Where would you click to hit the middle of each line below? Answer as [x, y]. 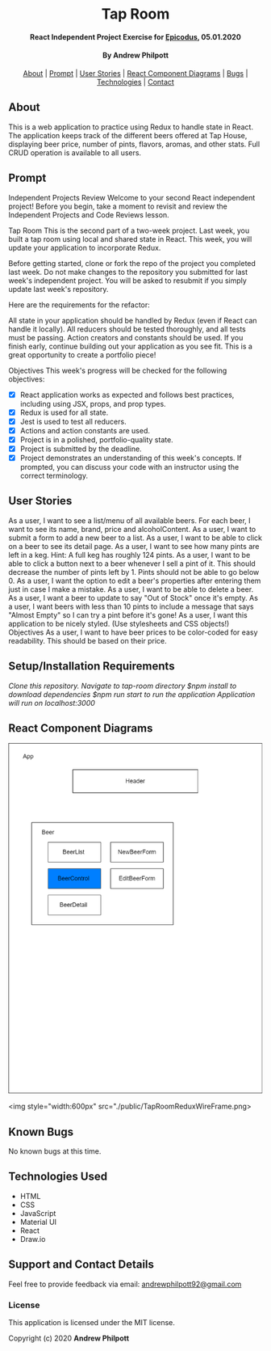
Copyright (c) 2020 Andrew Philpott [69, 1338]
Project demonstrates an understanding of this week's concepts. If [131, 458]
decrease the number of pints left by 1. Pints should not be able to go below [134, 572]
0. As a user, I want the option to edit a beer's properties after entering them [135, 581]
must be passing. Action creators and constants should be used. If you [126, 337]
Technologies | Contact [135, 82]
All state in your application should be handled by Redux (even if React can [133, 320]
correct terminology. [54, 476]
